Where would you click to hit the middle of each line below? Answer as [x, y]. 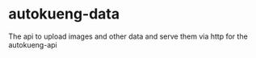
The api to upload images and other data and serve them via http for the [128, 36]
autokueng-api [33, 44]
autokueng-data [64, 14]
